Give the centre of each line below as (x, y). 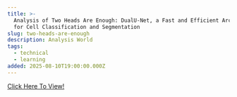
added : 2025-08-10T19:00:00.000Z (56, 66)
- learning (30, 60)
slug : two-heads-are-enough (49, 33)
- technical (31, 53)
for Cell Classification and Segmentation (77, 27)
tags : (15, 46)
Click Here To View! (36, 86)
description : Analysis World (50, 40)
